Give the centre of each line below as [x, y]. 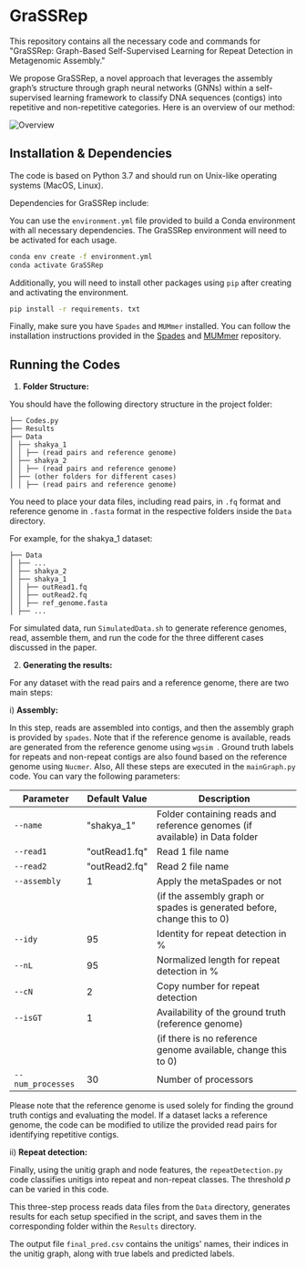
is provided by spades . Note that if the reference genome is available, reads [150, 737]
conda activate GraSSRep [56, 265]
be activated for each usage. [63, 240]
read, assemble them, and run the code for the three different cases [137, 638]
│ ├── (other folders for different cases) [93, 477]
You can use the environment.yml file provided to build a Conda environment [153, 221]
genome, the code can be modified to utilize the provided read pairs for [143, 1125]
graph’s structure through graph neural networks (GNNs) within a [132, 88]
